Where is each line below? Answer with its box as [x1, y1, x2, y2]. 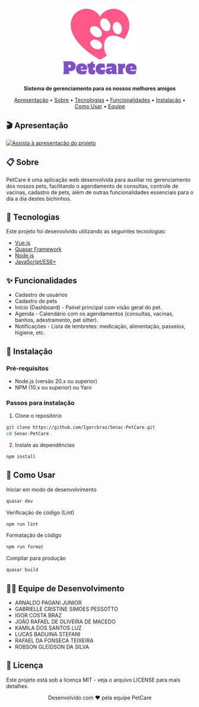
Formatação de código [6, 532, 62, 539]
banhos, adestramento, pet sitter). [14, 316, 99, 324]
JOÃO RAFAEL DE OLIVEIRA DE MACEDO [14, 618, 116, 625]
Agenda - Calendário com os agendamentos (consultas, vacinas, [14, 310, 174, 318]
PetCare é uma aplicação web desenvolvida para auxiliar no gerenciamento [6, 176, 191, 183]
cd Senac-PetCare [6, 431, 49, 437]
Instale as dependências [14, 441, 75, 448]
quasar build [6, 567, 39, 573]
